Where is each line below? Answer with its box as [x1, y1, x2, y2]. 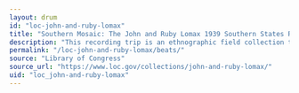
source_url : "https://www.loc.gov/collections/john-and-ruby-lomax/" [9, 63, 273, 72]
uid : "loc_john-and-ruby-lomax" [9, 71, 129, 80]
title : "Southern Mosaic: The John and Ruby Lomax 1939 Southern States [9, 29, 285, 38]
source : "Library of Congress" [9, 54, 125, 63]
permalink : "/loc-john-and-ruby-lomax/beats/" [9, 46, 185, 55]
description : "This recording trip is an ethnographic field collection [9, 37, 285, 47]
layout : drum [9, 12, 58, 22]
